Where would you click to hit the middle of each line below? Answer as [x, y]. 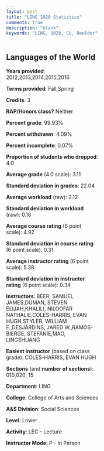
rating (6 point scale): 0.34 [39, 285]
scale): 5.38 [20, 267]
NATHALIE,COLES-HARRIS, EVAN [46, 315]
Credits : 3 [18, 100]
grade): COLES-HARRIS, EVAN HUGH [51, 357]
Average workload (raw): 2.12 [42, 197]
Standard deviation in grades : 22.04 [51, 186]
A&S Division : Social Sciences [43, 409]
